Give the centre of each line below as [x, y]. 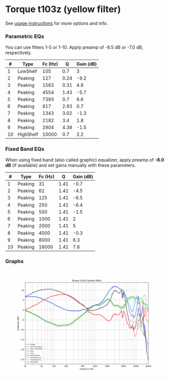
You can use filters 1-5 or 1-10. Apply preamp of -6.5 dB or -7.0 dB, [74, 47]
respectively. [18, 53]
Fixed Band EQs [25, 149]
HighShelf [28, 134]
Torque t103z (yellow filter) [63, 9]
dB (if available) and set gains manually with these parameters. [71, 166]
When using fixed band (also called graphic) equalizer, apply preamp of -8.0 [85, 160]
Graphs [14, 261]
